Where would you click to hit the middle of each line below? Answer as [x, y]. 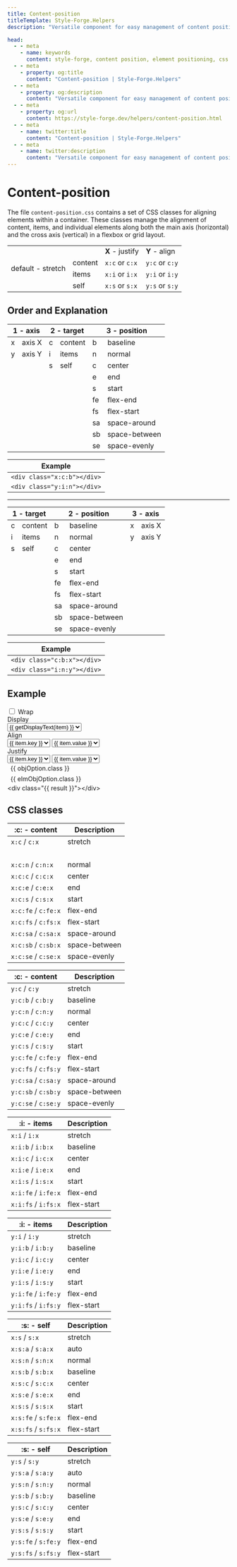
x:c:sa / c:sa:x [36, 933]
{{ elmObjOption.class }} [46, 779]
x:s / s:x [25, 1338]
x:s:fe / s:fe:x [36, 1417]
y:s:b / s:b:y [32, 1496]
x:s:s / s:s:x [32, 1406]
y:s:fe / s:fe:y [36, 1542]
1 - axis [26, 330]
